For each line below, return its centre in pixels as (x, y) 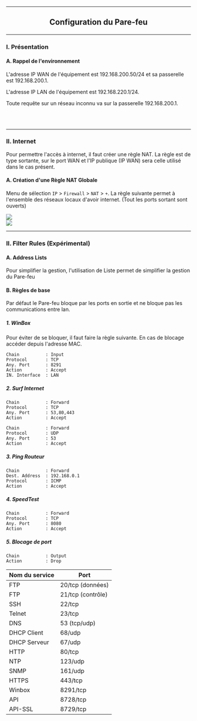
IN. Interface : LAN (33, 375)
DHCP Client (26, 633)
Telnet (18, 613)
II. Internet (21, 142)
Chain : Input (35, 355)
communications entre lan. (38, 310)
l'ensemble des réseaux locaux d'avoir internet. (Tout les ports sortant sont (97, 200)
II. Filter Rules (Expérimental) (48, 243)
